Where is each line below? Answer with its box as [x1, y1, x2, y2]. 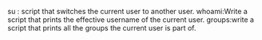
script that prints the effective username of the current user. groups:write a [7, 15, 255, 24]
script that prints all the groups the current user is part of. [7, 24, 196, 32]
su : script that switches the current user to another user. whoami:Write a [7, 7, 248, 16]
